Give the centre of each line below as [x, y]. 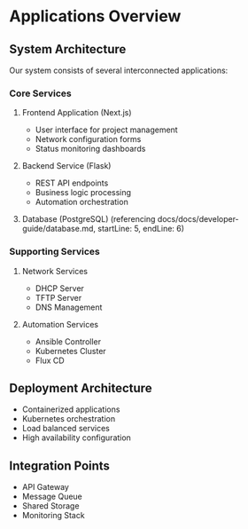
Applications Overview [95, 16]
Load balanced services [66, 429]
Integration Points [60, 466]
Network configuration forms [88, 139]
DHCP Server [59, 288]
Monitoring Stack [54, 516]
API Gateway [45, 487]
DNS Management [69, 307]
